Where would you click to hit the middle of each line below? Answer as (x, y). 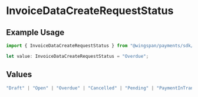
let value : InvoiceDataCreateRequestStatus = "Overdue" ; (77, 56)
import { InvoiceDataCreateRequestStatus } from (67, 46)
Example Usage (35, 32)
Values (19, 75)
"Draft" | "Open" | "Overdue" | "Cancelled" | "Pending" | (80, 88)
